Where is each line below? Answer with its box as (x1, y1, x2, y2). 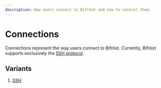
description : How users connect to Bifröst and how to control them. (5, 7, 152, 12)
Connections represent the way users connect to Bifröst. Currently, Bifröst (5, 45, 157, 51)
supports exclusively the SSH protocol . (5, 50, 84, 56)
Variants (5, 64, 32, 73)
